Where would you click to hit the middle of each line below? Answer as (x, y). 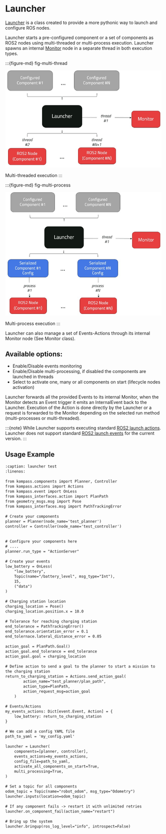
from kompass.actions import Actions (44, 486)
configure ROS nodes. (28, 27)
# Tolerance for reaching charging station (51, 621)
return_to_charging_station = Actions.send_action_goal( (66, 676)
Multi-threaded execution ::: (34, 175)
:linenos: (15, 471)
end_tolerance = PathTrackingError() (44, 626)
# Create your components (32, 516)
